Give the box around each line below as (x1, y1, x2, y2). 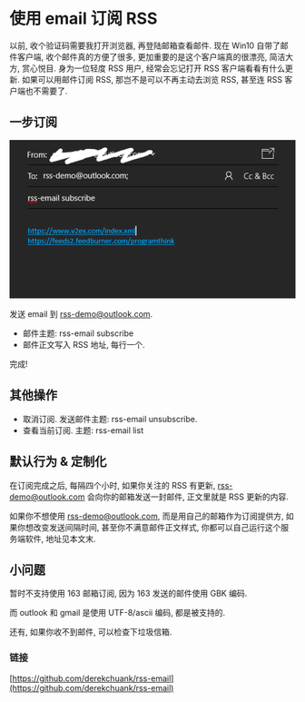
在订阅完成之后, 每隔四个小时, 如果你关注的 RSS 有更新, (9, 480, 216, 490)
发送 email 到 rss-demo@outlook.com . (9, 309, 153, 320)
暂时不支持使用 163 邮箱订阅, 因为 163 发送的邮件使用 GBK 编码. (9, 588, 248, 599)
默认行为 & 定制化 (9, 454, 107, 470)
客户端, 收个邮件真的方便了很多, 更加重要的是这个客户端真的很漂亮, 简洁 (16, 51, 286, 62)
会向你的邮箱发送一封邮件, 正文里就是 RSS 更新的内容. (86, 491, 289, 502)
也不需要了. (25, 85, 68, 96)
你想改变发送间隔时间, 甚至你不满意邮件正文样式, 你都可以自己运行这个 (16, 521, 281, 532)
